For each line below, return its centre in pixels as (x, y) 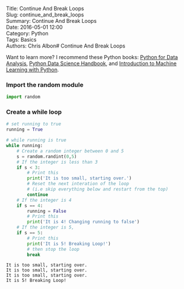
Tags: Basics (21, 40)
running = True (25, 130)
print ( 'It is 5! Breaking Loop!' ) (69, 244)
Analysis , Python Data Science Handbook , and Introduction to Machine (91, 63)
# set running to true (34, 124)
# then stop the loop (53, 249)
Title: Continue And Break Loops (45, 8)
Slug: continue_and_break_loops (45, 15)
